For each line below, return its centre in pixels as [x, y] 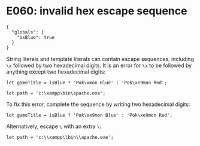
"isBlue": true [36, 37]
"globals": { [28, 32]
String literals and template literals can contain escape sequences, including [100, 59]
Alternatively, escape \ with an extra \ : [54, 126]
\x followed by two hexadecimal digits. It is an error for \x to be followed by [99, 65]
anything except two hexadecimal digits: [56, 72]
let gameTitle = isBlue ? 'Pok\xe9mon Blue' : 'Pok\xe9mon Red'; [89, 115]
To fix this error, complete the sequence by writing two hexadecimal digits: [98, 104]
